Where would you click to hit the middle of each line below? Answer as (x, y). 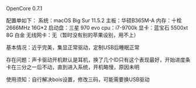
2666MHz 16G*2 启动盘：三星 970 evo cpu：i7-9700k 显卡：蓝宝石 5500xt (97, 28)
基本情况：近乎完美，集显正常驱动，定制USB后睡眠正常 (73, 47)
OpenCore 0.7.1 (24, 8)
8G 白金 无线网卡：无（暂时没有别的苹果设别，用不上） (73, 35)
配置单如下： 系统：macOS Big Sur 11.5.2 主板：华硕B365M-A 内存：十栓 (94, 20)
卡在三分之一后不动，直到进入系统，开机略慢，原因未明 (73, 67)
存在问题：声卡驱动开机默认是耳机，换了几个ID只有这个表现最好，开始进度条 (98, 60)
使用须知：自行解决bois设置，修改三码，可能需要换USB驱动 (78, 79)
